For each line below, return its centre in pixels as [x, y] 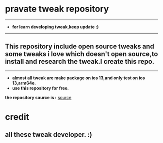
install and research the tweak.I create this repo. [80, 62]
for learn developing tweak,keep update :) [55, 27]
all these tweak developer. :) [49, 135]
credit [17, 117]
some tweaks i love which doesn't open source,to [81, 54]
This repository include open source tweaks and [80, 47]
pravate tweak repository [57, 9]
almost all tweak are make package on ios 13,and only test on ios [79, 78]
